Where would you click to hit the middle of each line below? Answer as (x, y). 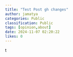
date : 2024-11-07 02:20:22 (32, 32)
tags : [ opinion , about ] (28, 28)
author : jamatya (21, 14)
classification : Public (29, 23)
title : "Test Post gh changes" (37, 9)
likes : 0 (14, 37)
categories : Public (25, 18)
